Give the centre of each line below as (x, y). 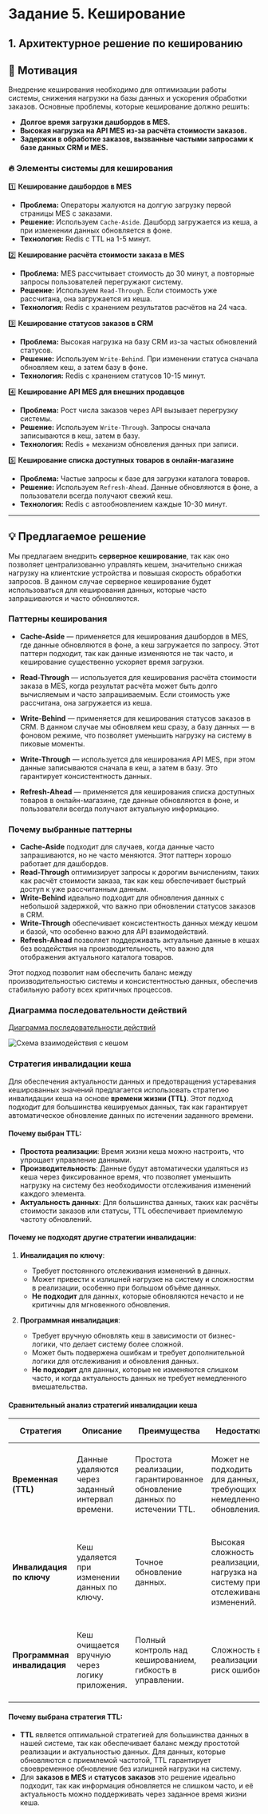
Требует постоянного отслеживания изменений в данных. (131, 1271)
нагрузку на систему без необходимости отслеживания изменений (135, 1185)
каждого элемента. (53, 1193)
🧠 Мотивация (43, 70)
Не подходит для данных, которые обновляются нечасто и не (138, 1296)
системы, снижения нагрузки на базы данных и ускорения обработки (128, 98)
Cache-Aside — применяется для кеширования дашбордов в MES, (134, 636)
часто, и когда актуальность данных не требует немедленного (139, 1378)
